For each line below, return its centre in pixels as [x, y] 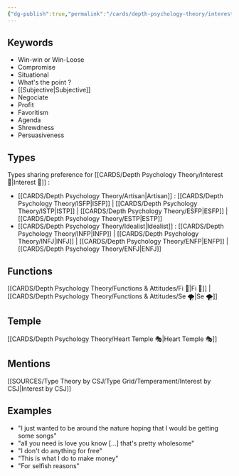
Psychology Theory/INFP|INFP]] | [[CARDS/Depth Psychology [108, 234]
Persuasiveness [41, 135]
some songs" [37, 436]
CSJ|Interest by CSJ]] [39, 389]
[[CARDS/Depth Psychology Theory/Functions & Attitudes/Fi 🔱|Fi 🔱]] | [109, 288]
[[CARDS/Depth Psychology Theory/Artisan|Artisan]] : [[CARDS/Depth [121, 196]
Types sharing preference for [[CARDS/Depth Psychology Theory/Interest [115, 175]
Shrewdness [36, 128]
